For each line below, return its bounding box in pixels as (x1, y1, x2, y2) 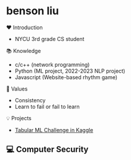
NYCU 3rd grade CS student (14, 35, 85, 42)
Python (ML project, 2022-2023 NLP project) (14, 67, 126, 74)
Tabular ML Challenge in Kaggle (14, 126, 93, 133)
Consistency (14, 96, 46, 103)
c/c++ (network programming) (14, 61, 90, 68)
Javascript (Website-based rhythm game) (14, 73, 118, 81)
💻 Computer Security (6, 145, 89, 155)
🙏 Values (6, 85, 28, 92)
